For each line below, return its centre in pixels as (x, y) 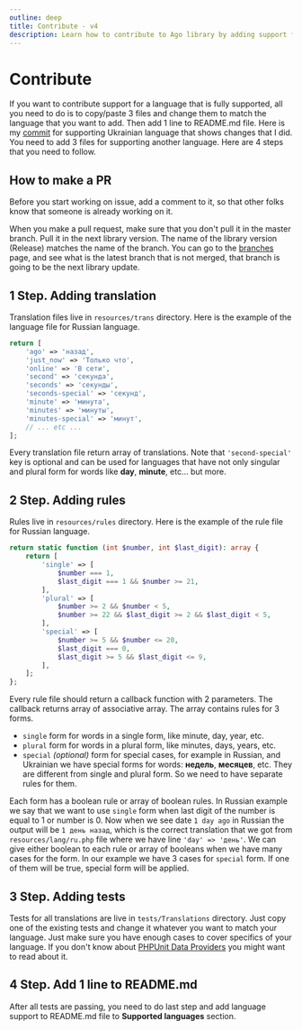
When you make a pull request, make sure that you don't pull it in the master (150, 229)
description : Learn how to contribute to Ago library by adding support (148, 34)
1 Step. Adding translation (83, 295)
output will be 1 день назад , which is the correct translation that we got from (151, 830)
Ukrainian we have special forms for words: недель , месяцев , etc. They (157, 765)
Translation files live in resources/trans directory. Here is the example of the (151, 317)
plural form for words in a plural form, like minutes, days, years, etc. (149, 745)
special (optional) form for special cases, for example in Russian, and (151, 755)
